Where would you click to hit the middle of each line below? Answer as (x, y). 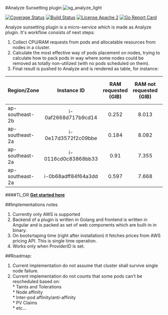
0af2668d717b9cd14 (71, 117)
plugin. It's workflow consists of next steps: (50, 32)
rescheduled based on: (36, 281)
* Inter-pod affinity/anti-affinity (44, 297)
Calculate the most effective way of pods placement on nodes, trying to (86, 53)
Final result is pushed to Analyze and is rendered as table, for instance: (85, 68)
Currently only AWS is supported (46, 214)
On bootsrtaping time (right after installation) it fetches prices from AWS (86, 235)
